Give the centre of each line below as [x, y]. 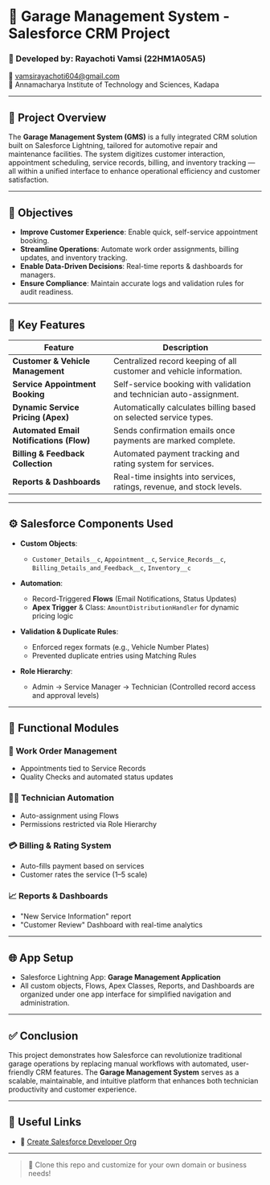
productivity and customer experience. [73, 1089]
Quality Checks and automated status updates [96, 777]
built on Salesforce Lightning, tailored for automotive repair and [113, 146]
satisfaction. [29, 180]
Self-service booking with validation [182, 384]
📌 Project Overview [57, 117]
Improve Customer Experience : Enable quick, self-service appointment [139, 232]
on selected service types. [164, 417]
